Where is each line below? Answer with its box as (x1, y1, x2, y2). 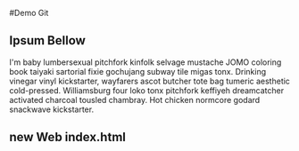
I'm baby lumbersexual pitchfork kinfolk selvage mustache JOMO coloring (9, 57, 282, 68)
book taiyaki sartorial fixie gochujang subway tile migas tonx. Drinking (9, 66, 267, 76)
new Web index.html (9, 130, 127, 145)
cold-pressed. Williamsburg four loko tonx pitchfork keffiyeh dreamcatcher (9, 84, 285, 96)
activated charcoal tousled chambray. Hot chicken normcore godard (9, 94, 261, 105)
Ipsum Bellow (9, 33, 87, 48)
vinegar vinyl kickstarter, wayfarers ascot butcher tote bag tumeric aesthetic (9, 75, 290, 86)
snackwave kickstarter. (9, 104, 95, 115)
